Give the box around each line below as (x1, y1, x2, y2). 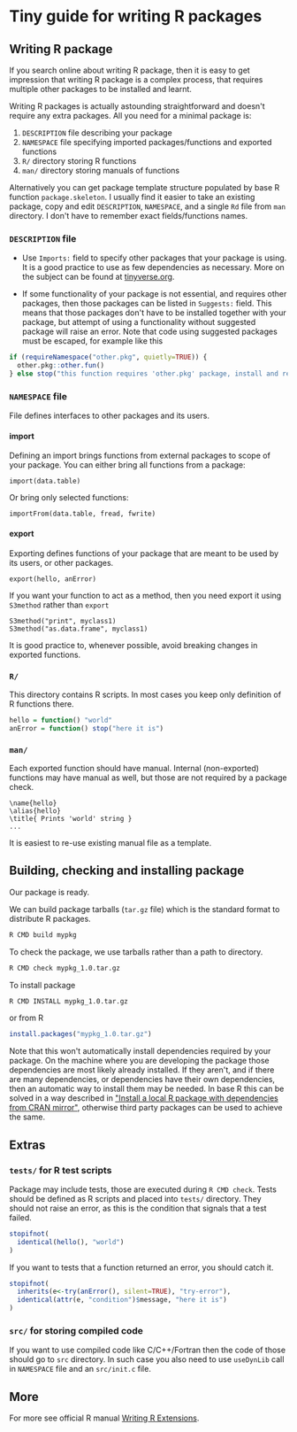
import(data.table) (9, 476, 81, 486)
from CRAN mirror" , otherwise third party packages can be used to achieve (9, 1103, 283, 1113)
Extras (9, 1137, 46, 1152)
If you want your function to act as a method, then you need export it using (9, 590, 282, 600)
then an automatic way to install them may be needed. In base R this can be (9, 1083, 285, 1095)
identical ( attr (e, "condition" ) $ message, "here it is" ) (17, 1296, 227, 1304)
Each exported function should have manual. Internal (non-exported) (9, 762, 259, 773)
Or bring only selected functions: (9, 492, 130, 503)
